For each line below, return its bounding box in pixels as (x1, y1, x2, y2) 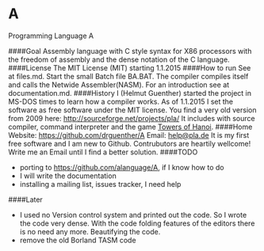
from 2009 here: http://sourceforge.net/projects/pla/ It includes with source (8, 113, 255, 123)
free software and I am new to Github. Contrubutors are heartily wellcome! (8, 139, 251, 148)
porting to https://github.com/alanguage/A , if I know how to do (19, 162, 224, 172)
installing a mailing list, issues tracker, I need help (19, 179, 182, 188)
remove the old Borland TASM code (19, 235, 136, 245)
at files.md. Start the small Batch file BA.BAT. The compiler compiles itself (8, 71, 249, 81)
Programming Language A (8, 31, 94, 40)
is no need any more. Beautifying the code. (19, 226, 161, 236)
